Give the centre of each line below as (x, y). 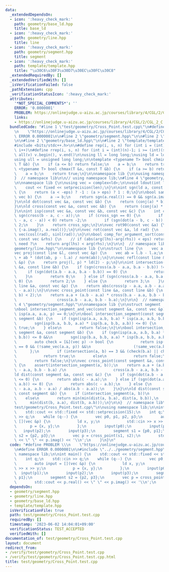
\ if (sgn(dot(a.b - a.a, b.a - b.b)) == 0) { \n (71, 272)
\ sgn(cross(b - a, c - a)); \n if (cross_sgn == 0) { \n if (89, 216)
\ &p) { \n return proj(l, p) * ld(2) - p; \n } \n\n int (74, 263)
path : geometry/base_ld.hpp (44, 24)
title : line (27, 43)
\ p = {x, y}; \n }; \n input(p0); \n (73, 426)
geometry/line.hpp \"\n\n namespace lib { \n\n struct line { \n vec (86, 249)
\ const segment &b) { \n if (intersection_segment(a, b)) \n (82, 393)
